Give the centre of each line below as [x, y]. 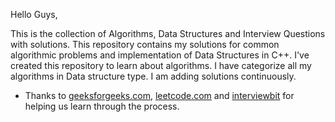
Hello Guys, [34, 14]
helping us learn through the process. [102, 106]
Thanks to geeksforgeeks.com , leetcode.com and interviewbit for [159, 95]
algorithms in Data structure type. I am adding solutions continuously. [153, 76]
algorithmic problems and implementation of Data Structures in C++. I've [160, 55]
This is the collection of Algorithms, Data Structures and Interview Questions [168, 33]
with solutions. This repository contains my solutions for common [145, 44]
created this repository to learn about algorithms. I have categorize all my [161, 65]
